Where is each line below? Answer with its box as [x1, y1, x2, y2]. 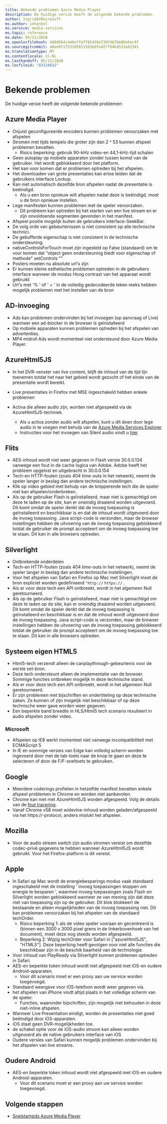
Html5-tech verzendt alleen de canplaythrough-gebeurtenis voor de [12, 660, 152, 666]
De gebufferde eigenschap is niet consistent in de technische [12, 234, 138, 240]
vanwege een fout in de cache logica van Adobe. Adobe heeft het [12, 462, 147, 468]
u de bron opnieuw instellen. [19, 197, 79, 203]
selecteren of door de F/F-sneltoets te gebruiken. [12, 758, 114, 764]
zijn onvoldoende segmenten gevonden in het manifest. [19, 213, 134, 219]
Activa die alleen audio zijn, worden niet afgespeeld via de [12, 404, 132, 410]
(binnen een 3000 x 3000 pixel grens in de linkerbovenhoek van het [19, 925, 159, 931]
